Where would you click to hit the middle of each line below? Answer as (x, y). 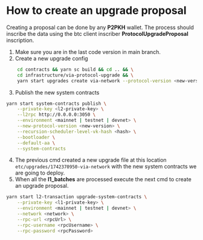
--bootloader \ (36, 137)
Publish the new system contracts (57, 92)
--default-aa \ (36, 143)
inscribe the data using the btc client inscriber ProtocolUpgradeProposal (97, 33)
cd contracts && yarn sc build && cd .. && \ (76, 69)
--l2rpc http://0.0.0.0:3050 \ (56, 115)
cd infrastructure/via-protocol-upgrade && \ (76, 75)
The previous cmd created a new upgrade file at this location (91, 160)
